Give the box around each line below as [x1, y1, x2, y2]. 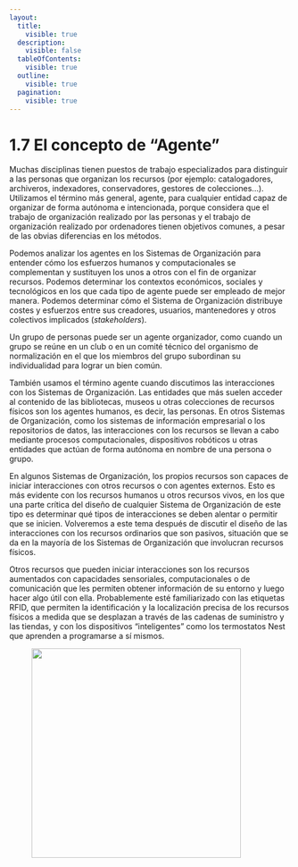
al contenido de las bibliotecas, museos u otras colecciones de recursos [9, 397, 275, 408]
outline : [17, 72, 50, 80]
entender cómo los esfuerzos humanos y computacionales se [9, 257, 236, 268]
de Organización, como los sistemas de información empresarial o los [9, 416, 266, 426]
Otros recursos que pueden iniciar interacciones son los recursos [9, 564, 250, 575]
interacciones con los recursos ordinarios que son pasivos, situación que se [9, 528, 289, 539]
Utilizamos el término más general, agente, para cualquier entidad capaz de [9, 193, 288, 204]
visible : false [25, 46, 82, 55]
